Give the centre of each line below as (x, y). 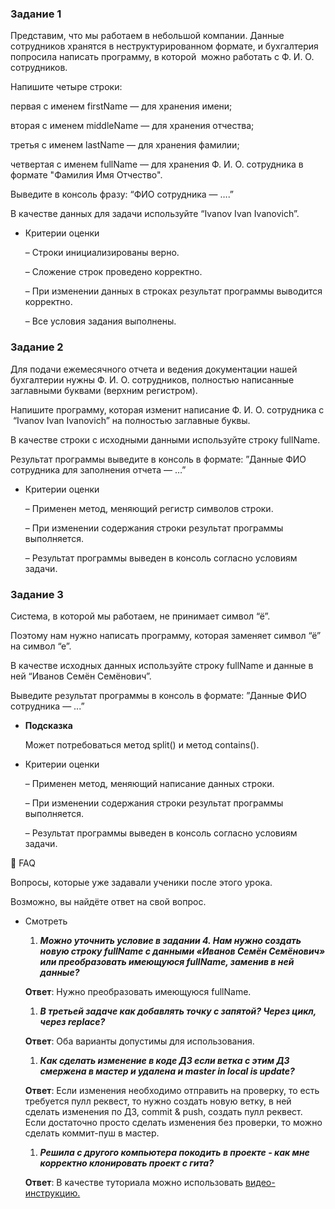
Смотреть (46, 921)
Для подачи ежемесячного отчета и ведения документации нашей (154, 369)
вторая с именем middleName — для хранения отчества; (132, 126)
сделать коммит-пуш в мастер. (92, 1133)
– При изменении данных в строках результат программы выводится (173, 291)
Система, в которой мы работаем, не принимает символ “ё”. (140, 616)
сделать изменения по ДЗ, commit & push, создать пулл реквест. (163, 1111)
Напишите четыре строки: (66, 87)
